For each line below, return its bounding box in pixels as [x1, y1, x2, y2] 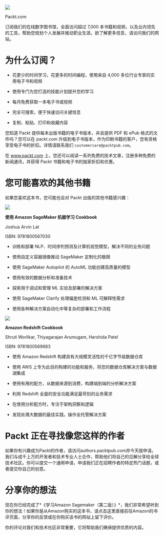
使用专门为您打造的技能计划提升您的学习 [12, 88, 94, 94]
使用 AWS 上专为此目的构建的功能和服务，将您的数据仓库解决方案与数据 [12, 364, 157, 370]
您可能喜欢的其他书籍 [5, 178, 91, 189]
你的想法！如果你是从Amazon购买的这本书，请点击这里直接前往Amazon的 [5, 508, 154, 514]
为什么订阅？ [5, 55, 57, 66]
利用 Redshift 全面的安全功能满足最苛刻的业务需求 [12, 391, 113, 396]
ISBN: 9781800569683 [5, 343, 51, 349]
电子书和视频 [16, 78, 42, 84]
